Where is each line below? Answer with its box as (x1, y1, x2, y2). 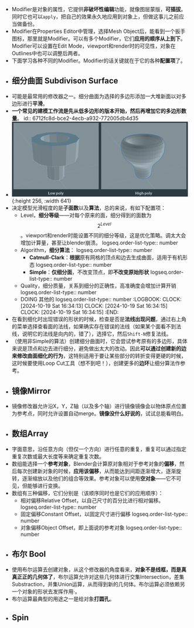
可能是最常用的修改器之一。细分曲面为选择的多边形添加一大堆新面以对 (11, 92, 182, 99)
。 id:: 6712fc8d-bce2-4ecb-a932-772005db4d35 (16, 115, 139, 122)
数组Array (11, 429, 49, 439)
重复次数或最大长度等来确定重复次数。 (11, 452, 104, 460)
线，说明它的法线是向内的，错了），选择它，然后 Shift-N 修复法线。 (11, 330, 172, 337)
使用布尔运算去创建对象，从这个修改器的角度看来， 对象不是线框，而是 (11, 566, 182, 573)
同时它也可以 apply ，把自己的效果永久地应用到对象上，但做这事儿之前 (11, 13, 179, 20)
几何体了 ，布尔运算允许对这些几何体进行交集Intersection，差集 (32, 573, 185, 580)
